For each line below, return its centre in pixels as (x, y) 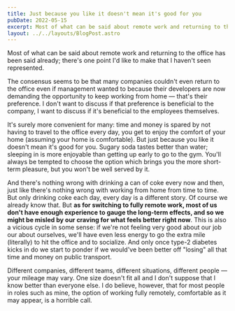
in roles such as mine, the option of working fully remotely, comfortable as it (117, 293)
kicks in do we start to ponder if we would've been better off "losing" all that (117, 249)
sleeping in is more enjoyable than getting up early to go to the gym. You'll (114, 154)
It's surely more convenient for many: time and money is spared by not (109, 125)
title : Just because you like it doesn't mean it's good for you (104, 14)
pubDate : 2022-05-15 (37, 20)
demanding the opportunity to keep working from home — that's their (107, 96)
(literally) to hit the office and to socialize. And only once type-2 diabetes (112, 243)
